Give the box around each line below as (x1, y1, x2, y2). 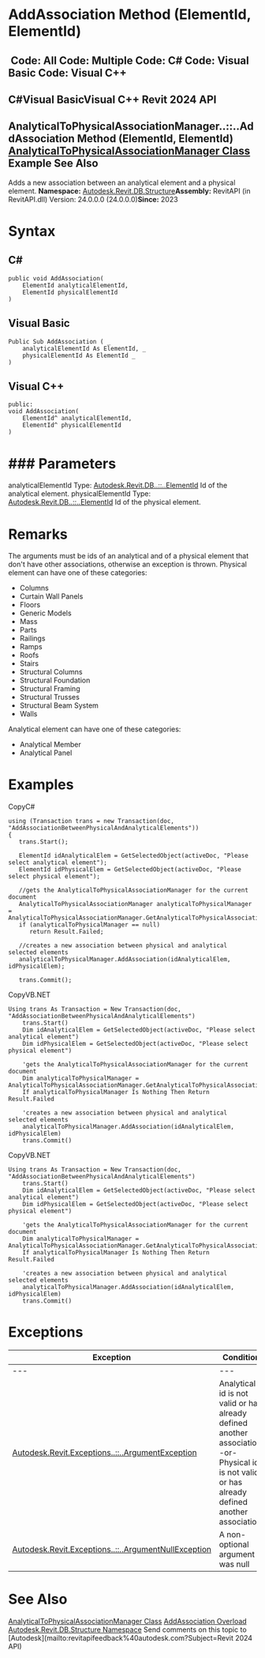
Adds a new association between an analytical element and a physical (8, 178, 236, 187)
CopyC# (8, 802, 35, 811)
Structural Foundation (19, 675, 91, 685)
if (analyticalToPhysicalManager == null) (18, 921, 160, 929)
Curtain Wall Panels (19, 592, 84, 601)
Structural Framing (19, 684, 80, 694)
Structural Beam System (19, 701, 99, 710)
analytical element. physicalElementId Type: (8, 489, 151, 498)
